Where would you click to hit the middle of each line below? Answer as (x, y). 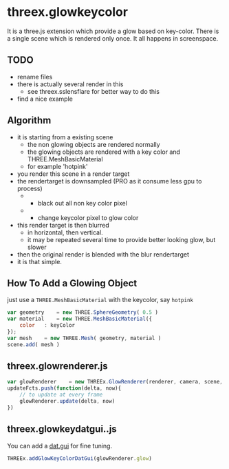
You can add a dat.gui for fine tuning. (59, 446)
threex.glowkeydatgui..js (62, 429)
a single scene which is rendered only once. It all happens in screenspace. (113, 38)
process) (30, 188)
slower (37, 247)
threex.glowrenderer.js (57, 366)
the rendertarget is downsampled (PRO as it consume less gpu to (109, 181)
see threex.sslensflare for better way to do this (94, 91)
